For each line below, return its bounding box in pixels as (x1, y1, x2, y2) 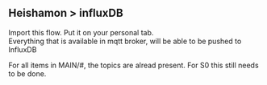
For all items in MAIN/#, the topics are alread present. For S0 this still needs (8, 60, 260, 70)
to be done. (8, 68, 47, 79)
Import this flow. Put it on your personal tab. (8, 27, 154, 37)
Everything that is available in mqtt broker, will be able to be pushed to (8, 36, 242, 46)
